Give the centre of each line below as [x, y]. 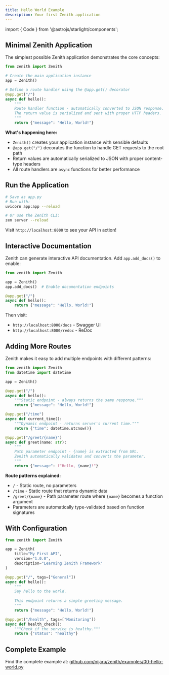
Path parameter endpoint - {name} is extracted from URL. [77, 452]
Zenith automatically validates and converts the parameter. [80, 457]
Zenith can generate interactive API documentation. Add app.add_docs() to [83, 258]
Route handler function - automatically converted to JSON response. [89, 109]
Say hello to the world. [40, 591]
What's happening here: [31, 132]
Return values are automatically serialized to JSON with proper [78, 158]
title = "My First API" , [38, 554]
